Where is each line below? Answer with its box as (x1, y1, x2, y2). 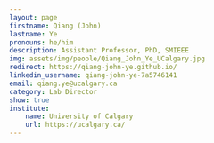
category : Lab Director (9, 87, 98, 96)
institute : (9, 104, 50, 113)
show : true (9, 95, 50, 105)
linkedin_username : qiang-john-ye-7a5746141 (9, 71, 177, 80)
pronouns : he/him (9, 37, 74, 47)
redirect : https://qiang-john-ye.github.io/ (9, 63, 177, 72)
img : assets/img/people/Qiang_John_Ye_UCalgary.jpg (9, 54, 205, 63)
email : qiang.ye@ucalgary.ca (9, 79, 118, 88)
